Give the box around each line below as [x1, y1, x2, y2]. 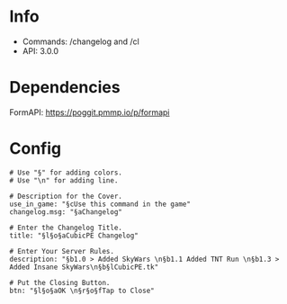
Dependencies [9, 77, 121, 98]
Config [9, 139, 61, 159]
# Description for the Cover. [9, 192, 123, 201]
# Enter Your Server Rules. [9, 246, 115, 255]
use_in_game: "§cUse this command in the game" [9, 200, 192, 209]
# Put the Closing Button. [9, 278, 111, 287]
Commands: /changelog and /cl [22, 36, 139, 47]
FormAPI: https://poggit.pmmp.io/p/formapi [9, 106, 170, 118]
